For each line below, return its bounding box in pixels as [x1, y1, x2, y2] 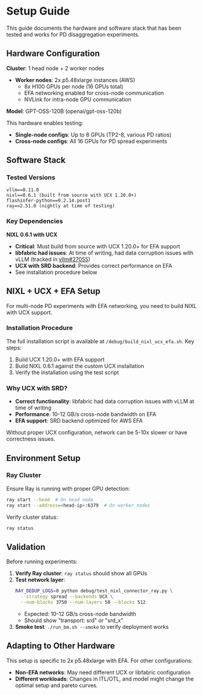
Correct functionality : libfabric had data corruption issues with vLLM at [15, 398, 195, 405]
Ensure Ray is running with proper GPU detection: [6, 485, 130, 492]
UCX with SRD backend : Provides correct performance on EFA [15, 262, 173, 269]
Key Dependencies [6, 217, 64, 225]
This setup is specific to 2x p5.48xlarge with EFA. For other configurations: [6, 657, 193, 664]
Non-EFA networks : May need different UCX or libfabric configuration [15, 668, 191, 676]
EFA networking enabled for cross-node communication [24, 89, 164, 97]
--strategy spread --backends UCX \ [21, 594, 113, 600]
